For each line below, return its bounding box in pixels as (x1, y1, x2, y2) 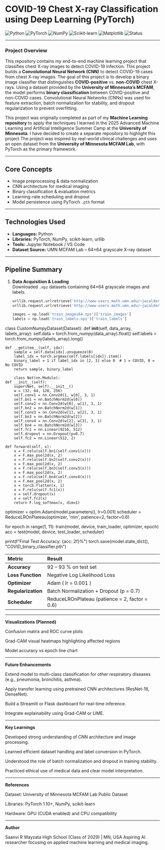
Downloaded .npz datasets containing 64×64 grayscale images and (12, 284, 150, 290)
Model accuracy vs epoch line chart (5, 648, 78, 654)
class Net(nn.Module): (14, 375, 60, 381)
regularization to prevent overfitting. (5, 105, 78, 111)
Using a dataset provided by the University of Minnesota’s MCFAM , (16, 85, 155, 91)
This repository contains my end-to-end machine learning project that (5, 58, 146, 64)
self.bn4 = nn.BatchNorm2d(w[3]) (14, 423, 82, 428)
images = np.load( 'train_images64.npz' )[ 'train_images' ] (12, 312, 132, 317)
